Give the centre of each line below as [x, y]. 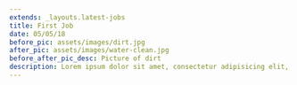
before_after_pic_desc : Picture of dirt [86, 58]
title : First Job [41, 26]
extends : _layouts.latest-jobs [67, 17]
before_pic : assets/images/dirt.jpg [77, 42]
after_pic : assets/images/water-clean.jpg [89, 50]
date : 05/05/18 [37, 34]
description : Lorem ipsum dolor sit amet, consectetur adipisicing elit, [149, 67]
